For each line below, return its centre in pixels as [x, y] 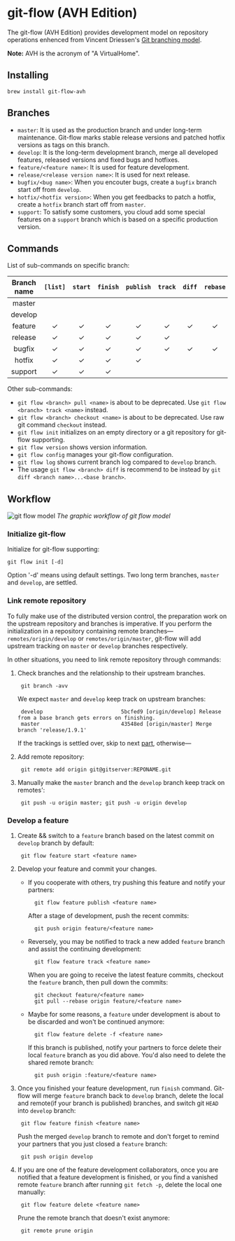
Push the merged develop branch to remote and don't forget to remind [118, 1137]
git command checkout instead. [62, 425]
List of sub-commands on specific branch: [69, 266]
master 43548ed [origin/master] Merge [116, 724]
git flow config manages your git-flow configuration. [95, 455]
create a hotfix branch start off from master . [81, 204]
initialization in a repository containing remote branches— [90, 631]
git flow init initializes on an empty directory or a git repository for [116, 432]
